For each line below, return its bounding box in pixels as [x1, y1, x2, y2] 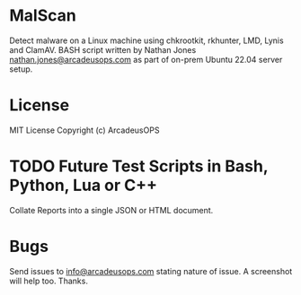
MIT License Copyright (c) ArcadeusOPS [9, 125, 160, 135]
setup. [9, 64, 33, 74]
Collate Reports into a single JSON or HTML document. [9, 204, 214, 215]
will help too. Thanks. [9, 275, 88, 286]
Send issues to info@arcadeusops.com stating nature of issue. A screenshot [9, 265, 293, 276]
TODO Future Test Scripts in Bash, [9, 156, 269, 177]
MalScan [9, 5, 76, 26]
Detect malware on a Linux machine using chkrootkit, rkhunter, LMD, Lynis [9, 35, 285, 46]
